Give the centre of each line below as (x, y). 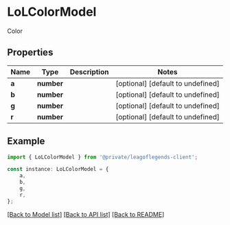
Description (89, 71)
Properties (30, 52)
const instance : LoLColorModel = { (58, 169)
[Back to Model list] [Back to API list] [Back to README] (86, 214)
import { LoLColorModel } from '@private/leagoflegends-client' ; (102, 157)
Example (26, 141)
